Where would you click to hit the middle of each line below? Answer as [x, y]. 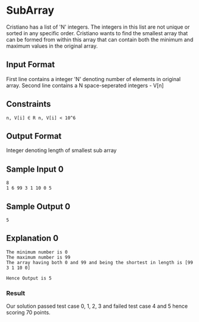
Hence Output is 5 [29, 278]
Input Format [31, 65]
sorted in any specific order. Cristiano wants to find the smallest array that [97, 33]
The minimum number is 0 [37, 252]
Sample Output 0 [38, 206]
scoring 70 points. [28, 312]
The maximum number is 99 [38, 257]
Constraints [29, 104]
